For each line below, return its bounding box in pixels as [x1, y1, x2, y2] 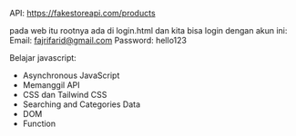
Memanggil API [22, 80, 80, 90]
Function [22, 118, 56, 129]
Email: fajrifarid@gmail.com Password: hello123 [9, 35, 187, 45]
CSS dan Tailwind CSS [22, 90, 107, 100]
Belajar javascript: [9, 53, 77, 63]
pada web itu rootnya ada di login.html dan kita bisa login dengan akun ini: [9, 25, 288, 35]
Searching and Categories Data [22, 99, 141, 110]
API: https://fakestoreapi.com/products [9, 8, 157, 18]
